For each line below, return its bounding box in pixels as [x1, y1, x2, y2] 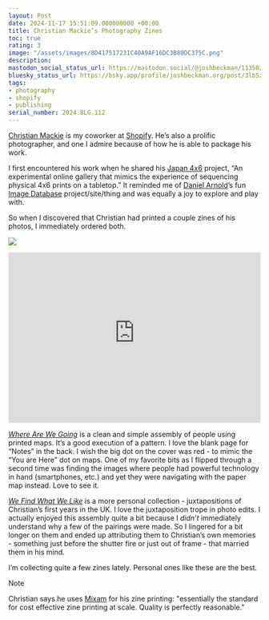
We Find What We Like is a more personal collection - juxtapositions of [8, 496, 242, 505]
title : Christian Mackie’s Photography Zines [8, 26, 163, 34]
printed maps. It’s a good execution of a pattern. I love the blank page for [8, 438, 249, 448]
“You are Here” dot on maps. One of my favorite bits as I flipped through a [8, 455, 252, 464]
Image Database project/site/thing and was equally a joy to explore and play [8, 189, 259, 198]
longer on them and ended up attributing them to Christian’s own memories [8, 530, 256, 540]
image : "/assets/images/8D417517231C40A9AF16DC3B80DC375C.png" [8, 49, 224, 57]
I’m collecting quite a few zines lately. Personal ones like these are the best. [8, 563, 258, 572]
